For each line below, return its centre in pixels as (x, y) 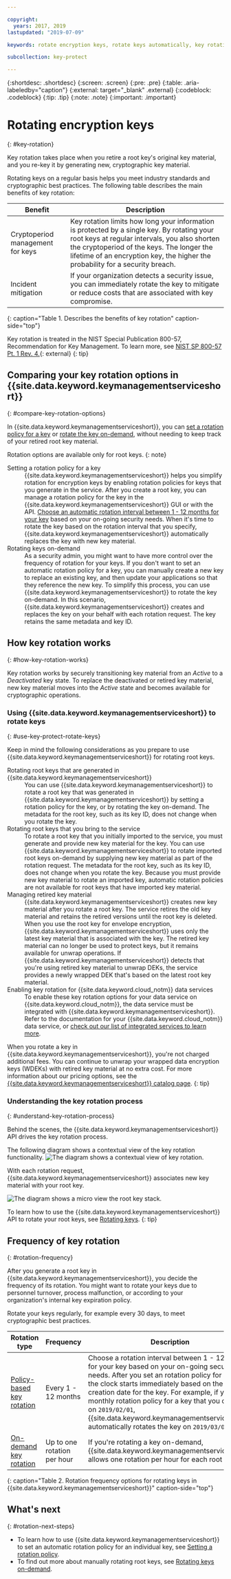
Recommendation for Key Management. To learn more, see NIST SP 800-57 (114, 346)
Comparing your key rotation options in (93, 375)
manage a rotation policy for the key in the (84, 497)
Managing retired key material (49, 894)
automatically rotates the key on (140, 1427)
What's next (34, 1510)
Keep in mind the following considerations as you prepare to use (98, 749)
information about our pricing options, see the (72, 1076)
